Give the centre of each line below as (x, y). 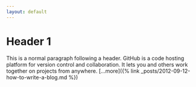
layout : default (27, 12)
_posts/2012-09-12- (166, 71)
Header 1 (29, 41)
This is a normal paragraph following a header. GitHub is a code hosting (95, 58)
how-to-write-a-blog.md (37, 77)
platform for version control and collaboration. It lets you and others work (97, 64)
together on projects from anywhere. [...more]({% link (73, 71)
